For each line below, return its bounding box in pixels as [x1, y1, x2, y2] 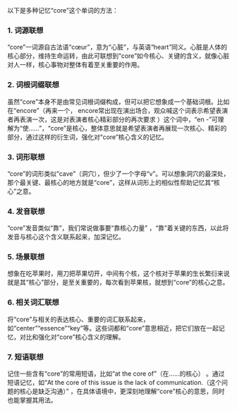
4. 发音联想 [7, 206, 45, 216]
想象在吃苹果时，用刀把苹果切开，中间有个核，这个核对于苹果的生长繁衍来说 [7, 269, 230, 278]
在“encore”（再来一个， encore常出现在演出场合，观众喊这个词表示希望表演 [7, 106, 228, 114]
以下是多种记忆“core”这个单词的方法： [7, 6, 119, 14]
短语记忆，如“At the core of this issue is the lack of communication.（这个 [7, 379, 222, 387]
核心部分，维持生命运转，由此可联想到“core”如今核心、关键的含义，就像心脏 [7, 52, 230, 60]
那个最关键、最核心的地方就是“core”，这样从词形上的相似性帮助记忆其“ [7, 178, 214, 186]
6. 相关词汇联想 [7, 297, 60, 307]
